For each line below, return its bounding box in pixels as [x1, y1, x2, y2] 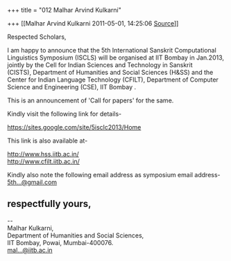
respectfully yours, [7, 198, 92, 210]
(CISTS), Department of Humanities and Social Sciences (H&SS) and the [7, 69, 214, 76]
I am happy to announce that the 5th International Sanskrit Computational [7, 46, 216, 54]
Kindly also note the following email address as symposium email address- [7, 171, 221, 179]
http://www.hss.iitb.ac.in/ [7, 150, 80, 158]
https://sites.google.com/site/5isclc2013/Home [7, 123, 142, 131]
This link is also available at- [7, 136, 88, 145]
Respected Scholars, [7, 33, 67, 41]
